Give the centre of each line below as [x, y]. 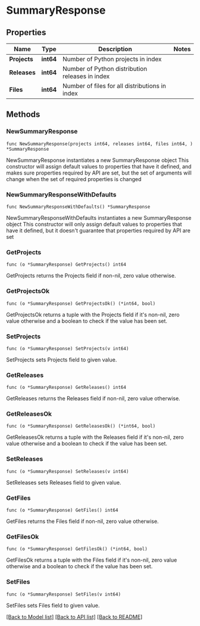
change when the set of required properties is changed [74, 179]
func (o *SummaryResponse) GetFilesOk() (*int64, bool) [77, 549]
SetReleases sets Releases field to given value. [64, 482]
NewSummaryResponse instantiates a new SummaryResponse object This [98, 160]
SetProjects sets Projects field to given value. [62, 359]
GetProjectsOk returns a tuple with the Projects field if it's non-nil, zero [93, 314]
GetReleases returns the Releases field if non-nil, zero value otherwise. [93, 398]
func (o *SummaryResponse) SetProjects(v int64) [68, 348]
